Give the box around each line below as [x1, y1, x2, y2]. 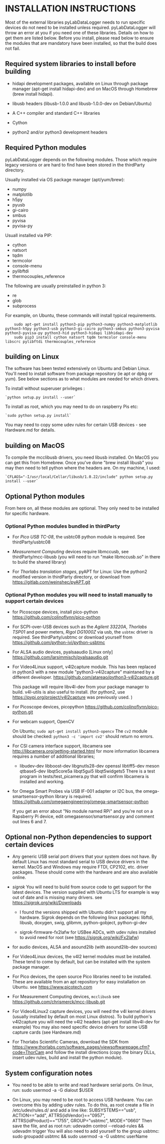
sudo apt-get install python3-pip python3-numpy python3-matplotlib [14, 322, 158, 327]
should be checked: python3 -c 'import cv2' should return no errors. [12, 733, 154, 739]
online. [12, 875, 26, 880]
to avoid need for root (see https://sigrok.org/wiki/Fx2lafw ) [19, 935, 139, 941]
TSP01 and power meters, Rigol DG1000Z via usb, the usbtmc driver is [12, 629, 153, 635]
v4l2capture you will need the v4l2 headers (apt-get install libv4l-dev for [12, 1019, 160, 1025]
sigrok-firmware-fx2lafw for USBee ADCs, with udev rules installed [19, 929, 156, 935]
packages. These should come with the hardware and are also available [12, 869, 158, 875]
